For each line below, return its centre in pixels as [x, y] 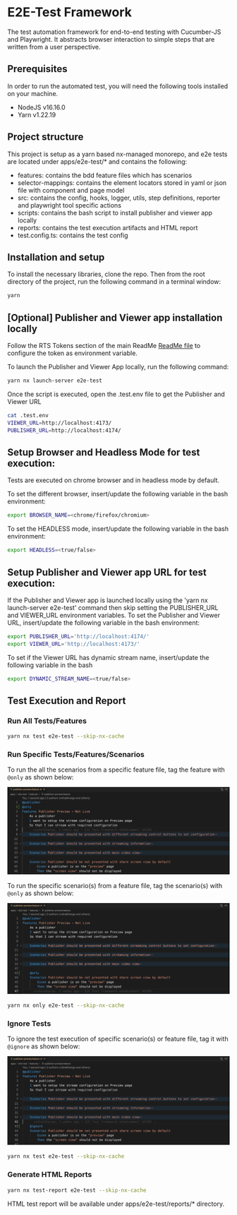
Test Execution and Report [67, 701]
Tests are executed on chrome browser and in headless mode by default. [114, 480]
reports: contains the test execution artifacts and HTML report [108, 227]
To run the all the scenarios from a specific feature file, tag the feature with [116, 770]
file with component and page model [71, 190]
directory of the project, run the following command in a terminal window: [114, 282]
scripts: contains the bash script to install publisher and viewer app [115, 213]
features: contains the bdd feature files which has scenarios [105, 175]
